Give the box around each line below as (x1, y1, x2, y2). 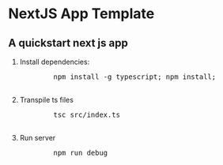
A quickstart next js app (8, 36, 128, 50)
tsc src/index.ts (53, 111, 121, 119)
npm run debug (53, 148, 108, 157)
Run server (19, 133, 56, 142)
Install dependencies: (19, 57, 90, 66)
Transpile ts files (19, 96, 74, 104)
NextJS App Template (8, 5, 155, 23)
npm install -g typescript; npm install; (53, 73, 216, 81)
